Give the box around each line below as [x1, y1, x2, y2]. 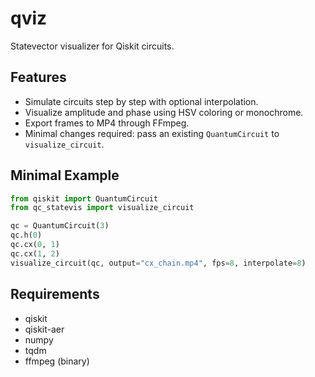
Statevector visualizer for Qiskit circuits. [10, 40, 175, 52]
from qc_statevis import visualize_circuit [10, 203, 195, 213]
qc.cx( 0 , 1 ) [10, 240, 60, 250]
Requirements [10, 286, 100, 303]
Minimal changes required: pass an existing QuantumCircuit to [24, 127, 280, 139]
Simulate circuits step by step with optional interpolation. [24, 95, 259, 107]
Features [10, 69, 67, 86]
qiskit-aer [24, 323, 65, 335]
